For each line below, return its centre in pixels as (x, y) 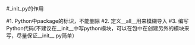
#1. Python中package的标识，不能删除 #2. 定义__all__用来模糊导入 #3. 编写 (97, 21)
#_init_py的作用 (25, 8)
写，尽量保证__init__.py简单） (42, 36)
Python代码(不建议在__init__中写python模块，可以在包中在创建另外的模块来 (98, 28)
